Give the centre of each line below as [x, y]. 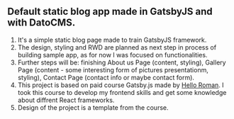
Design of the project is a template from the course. [93, 107]
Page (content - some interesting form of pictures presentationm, [113, 69]
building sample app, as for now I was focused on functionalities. [112, 55]
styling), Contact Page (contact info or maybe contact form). [106, 77]
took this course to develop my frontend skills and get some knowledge [122, 92]
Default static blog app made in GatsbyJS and [110, 12]
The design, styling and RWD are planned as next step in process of [117, 47]
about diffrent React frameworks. [66, 100]
